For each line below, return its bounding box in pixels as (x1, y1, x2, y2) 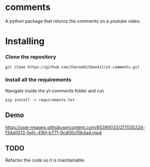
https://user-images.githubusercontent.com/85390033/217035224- (5, 124, 145, 130)
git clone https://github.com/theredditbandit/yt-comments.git (5, 64, 140, 70)
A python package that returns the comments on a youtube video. (5, 18, 141, 24)
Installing (5, 35, 45, 47)
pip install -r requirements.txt (5, 97, 75, 102)
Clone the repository (5, 53, 56, 60)
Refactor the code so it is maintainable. (5, 157, 86, 163)
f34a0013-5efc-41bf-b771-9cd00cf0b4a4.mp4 (5, 129, 102, 135)
